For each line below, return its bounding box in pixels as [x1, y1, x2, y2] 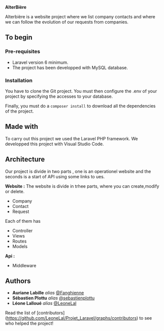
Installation [5, 77, 33, 83]
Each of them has [5, 218, 41, 224]
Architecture [5, 155, 45, 164]
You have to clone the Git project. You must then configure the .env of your [5, 88, 158, 94]
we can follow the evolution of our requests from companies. [5, 19, 129, 25]
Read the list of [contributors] [5, 310, 65, 316]
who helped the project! [5, 321, 54, 327]
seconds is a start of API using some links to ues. [5, 173, 105, 179]
